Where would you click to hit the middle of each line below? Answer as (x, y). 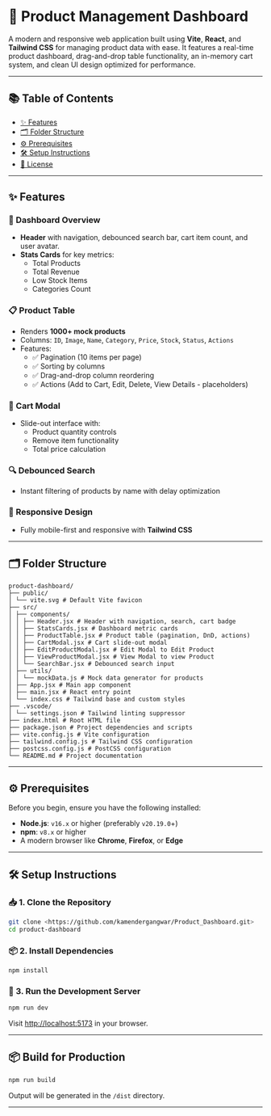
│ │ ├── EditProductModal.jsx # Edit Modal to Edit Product (112, 650)
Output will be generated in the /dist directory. (87, 1095)
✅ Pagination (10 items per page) (87, 357)
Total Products (56, 263)
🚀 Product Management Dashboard (128, 17)
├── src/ (23, 608)
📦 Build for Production (67, 1057)
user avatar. (40, 246)
